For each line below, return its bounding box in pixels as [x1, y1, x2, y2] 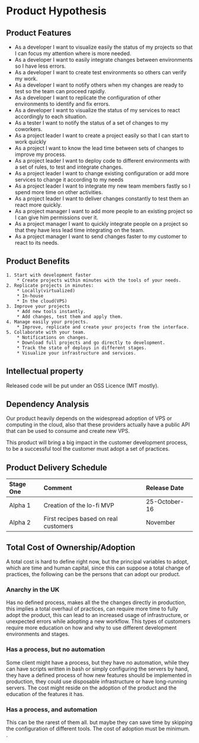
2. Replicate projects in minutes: [6, 282, 94, 289]
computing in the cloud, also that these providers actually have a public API [6, 421, 190, 428]
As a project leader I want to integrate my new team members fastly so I [14, 182, 191, 189]
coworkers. [14, 126, 43, 132]
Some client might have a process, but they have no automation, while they [6, 659, 190, 666]
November [146, 518, 176, 527]
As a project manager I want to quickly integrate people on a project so [14, 220, 188, 227]
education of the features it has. [6, 690, 84, 697]
